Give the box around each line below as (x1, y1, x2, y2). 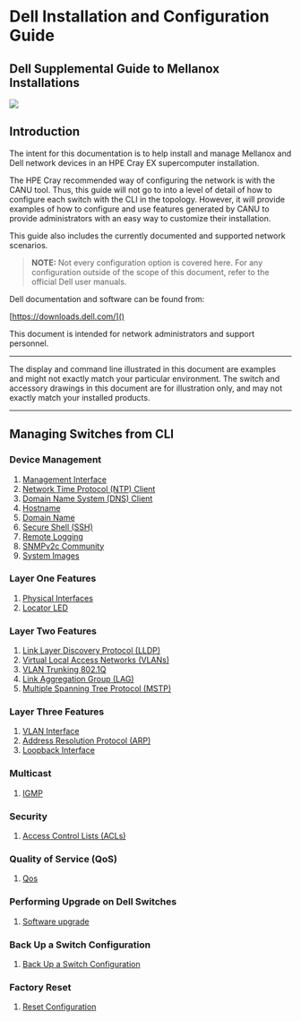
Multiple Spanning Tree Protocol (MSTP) (21, 683, 172, 694)
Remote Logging (21, 531, 83, 541)
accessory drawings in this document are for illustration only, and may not (9, 383, 283, 394)
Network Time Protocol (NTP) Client (21, 483, 156, 494)
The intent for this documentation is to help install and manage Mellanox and (9, 148, 292, 159)
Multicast (9, 767, 52, 780)
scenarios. (9, 239, 48, 250)
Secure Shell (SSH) (21, 522, 94, 532)
